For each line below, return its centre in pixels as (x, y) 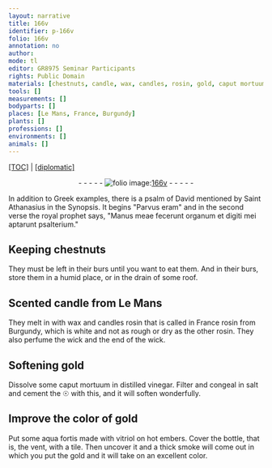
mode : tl (23, 62)
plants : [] (27, 121)
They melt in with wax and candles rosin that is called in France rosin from (132, 323)
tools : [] (25, 91)
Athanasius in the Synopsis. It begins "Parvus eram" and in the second (126, 206)
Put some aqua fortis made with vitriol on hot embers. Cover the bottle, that (134, 438)
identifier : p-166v (41, 31)
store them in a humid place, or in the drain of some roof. (103, 278)
